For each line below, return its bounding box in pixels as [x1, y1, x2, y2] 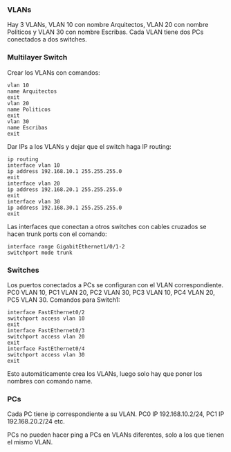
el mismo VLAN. [7, 438, 53, 446]
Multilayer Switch [7, 53, 68, 62]
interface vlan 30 [7, 198, 60, 205]
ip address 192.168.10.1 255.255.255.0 [7, 168, 122, 174]
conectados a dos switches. [7, 35, 88, 44]
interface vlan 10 [7, 161, 60, 169]
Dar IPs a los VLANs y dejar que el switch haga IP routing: [7, 142, 172, 150]
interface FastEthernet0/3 [7, 327, 85, 334]
